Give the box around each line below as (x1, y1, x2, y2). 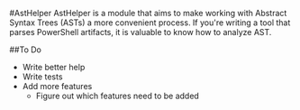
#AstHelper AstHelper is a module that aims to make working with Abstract (9, 8, 287, 18)
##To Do (9, 44, 42, 55)
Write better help (22, 62, 86, 72)
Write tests (22, 71, 63, 82)
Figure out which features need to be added (35, 90, 200, 101)
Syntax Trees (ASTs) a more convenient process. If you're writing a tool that (9, 17, 291, 28)
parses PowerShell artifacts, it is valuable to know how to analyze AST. (9, 27, 272, 37)
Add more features (22, 81, 93, 91)
